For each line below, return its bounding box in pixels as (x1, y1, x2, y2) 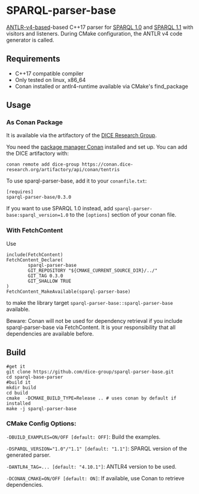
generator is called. (6, 36, 54, 43)
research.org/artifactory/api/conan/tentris (6, 167, 120, 173)
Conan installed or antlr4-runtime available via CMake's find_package (14, 83, 189, 90)
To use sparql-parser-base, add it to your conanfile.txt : (6, 177, 147, 184)
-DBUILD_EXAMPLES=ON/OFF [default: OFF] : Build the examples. (6, 433, 161, 440)
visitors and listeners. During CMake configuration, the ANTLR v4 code (6, 30, 183, 37)
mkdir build (6, 384, 36, 390)
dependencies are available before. (6, 330, 94, 337)
